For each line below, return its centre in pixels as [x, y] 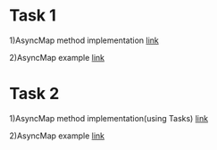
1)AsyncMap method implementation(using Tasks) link [108, 118]
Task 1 [33, 16]
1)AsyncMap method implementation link [84, 40]
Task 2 [34, 94]
